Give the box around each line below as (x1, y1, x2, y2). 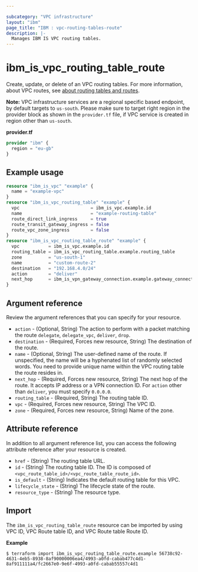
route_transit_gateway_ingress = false (11, 221, 110, 227)
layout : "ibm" (6, 19, 41, 25)
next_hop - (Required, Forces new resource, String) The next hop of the (14, 375, 188, 383)
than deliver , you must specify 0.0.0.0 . (14, 388, 112, 395)
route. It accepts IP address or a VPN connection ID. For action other (14, 381, 182, 388)
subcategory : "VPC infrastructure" (6, 14, 94, 19)
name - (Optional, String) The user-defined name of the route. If (14, 350, 167, 357)
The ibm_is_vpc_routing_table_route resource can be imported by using (6, 521, 183, 528)
